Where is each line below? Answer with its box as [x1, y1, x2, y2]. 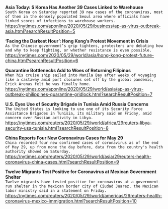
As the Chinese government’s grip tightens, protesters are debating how [5, 43, 163, 48]
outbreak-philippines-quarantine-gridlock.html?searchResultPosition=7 [5, 91, 152, 97]
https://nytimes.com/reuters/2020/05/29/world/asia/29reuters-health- [5, 153, 152, 160]
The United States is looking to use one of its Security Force [5, 107, 143, 112]
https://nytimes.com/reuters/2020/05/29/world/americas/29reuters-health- [5, 193, 162, 198]
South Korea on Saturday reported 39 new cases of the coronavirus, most [5, 10, 163, 15]
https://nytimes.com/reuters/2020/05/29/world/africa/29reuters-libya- [5, 120, 152, 126]
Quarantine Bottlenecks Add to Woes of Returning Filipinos [5, 68, 131, 73]
